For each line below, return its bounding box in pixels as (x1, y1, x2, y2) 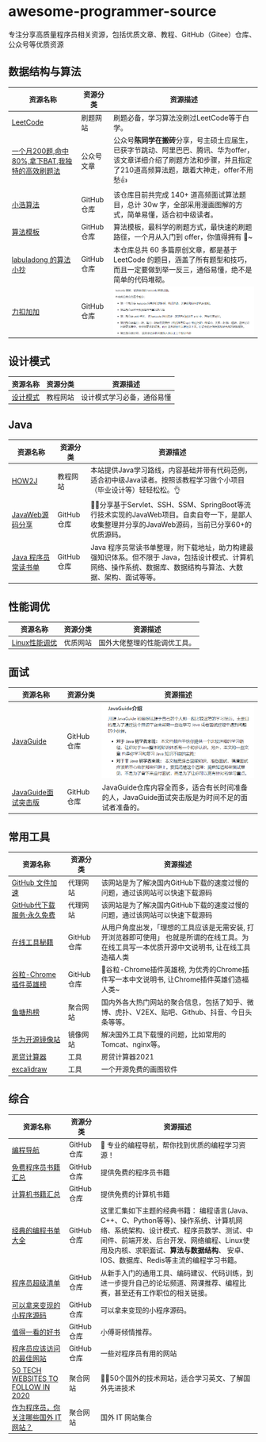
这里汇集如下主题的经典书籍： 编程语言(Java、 (100, 1206, 253, 1216)
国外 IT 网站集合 (100, 1412, 153, 1422)
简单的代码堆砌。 (113, 275, 169, 284)
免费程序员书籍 (11, 1162, 61, 1172)
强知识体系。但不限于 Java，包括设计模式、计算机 (90, 552, 254, 562)
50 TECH (11, 1365, 42, 1375)
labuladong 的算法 (11, 255, 71, 264)
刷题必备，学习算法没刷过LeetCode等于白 (113, 113, 249, 122)
